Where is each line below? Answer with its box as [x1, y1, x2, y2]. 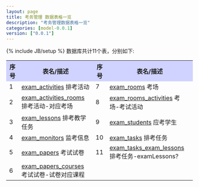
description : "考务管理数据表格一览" [6, 19, 91, 25]
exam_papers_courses [21, 162, 85, 170]
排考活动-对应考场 [21, 102, 73, 110]
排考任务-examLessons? [109, 152, 179, 160]
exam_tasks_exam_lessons [109, 144, 185, 152]
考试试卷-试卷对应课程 [21, 170, 85, 179]
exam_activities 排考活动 [21, 83, 90, 91]
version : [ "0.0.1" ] [6, 31, 54, 37]
